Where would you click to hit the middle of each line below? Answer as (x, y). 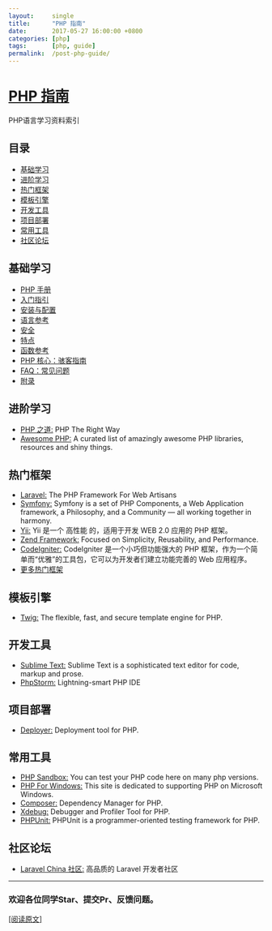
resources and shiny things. (66, 448)
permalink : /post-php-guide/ (59, 54)
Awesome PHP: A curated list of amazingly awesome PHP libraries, (132, 439)
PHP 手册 (36, 290)
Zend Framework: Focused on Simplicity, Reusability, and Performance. (139, 539)
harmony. (36, 521)
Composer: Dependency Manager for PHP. (91, 803)
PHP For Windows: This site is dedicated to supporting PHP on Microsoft (141, 786)
